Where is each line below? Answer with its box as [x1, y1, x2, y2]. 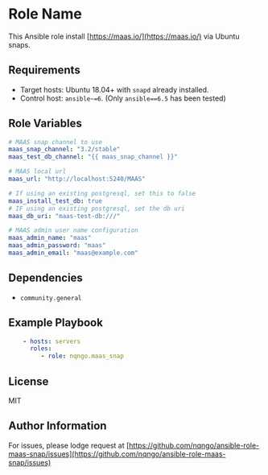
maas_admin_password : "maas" [8, 242, 106, 250]
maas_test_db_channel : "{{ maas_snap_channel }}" [8, 153, 179, 161]
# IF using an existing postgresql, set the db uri [8, 204, 185, 213]
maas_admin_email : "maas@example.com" [8, 249, 138, 258]
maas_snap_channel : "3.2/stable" [8, 146, 121, 154]
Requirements [8, 64, 80, 77]
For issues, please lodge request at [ [8, 440, 130, 450]
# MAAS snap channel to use [8, 138, 103, 146]
